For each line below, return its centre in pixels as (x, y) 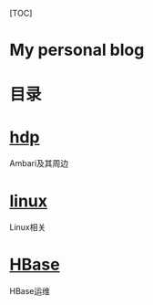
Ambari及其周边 (39, 163)
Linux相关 (28, 227)
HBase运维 (30, 291)
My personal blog (77, 50)
